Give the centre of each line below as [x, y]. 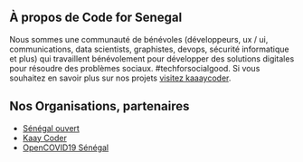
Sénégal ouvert [51, 128]
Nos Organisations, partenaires [99, 106]
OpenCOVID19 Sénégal [66, 148]
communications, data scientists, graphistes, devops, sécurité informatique [149, 49]
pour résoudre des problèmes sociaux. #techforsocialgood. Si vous [135, 68]
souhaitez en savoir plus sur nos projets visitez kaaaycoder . [120, 78]
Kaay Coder [45, 138]
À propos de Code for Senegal [96, 18]
